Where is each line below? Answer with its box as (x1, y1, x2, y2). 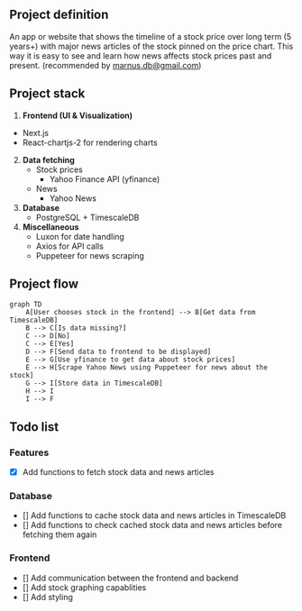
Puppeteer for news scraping (35, 250, 144, 260)
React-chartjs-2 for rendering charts (22, 137, 158, 148)
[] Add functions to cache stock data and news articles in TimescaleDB (22, 510, 287, 521)
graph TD (9, 300, 42, 309)
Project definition (9, 7, 109, 23)
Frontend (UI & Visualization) (22, 110, 133, 121)
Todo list (9, 419, 59, 434)
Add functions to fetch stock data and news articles (22, 467, 215, 478)
